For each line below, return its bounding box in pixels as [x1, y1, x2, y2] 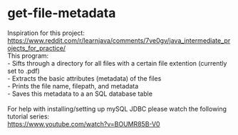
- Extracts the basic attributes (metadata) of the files [7, 74, 162, 83]
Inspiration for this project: [7, 29, 86, 37]
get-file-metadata [7, 5, 116, 21]
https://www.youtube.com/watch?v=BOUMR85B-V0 [7, 119, 160, 128]
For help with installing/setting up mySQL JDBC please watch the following [7, 104, 227, 113]
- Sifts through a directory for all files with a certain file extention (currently [7, 59, 227, 67]
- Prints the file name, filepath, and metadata [7, 81, 139, 90]
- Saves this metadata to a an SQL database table [7, 89, 153, 98]
